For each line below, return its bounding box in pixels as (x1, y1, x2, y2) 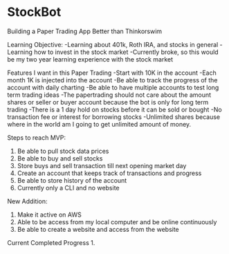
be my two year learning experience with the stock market (7, 55, 174, 63)
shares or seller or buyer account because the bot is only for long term (7, 98, 209, 106)
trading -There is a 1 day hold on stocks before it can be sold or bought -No (7, 105, 223, 114)
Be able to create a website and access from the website (17, 225, 180, 233)
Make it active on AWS (17, 210, 82, 219)
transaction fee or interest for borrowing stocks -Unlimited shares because (7, 112, 221, 121)
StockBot (7, 4, 62, 20)
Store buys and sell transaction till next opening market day (17, 161, 187, 170)
